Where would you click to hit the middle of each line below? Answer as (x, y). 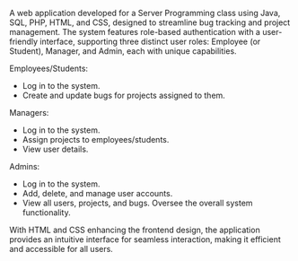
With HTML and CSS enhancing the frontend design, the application (135, 230)
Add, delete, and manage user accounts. (97, 193)
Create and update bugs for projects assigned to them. (124, 95)
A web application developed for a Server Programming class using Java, (145, 13)
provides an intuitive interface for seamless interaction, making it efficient (145, 239)
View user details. (55, 149)
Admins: (25, 166)
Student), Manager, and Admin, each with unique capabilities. (123, 51)
